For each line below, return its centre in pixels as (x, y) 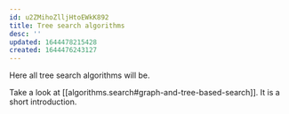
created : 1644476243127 (53, 50)
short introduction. (43, 102)
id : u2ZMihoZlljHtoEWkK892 (59, 17)
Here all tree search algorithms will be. (80, 75)
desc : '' (25, 34)
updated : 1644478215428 (53, 42)
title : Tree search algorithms (67, 26)
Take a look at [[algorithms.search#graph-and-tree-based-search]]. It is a (144, 93)
